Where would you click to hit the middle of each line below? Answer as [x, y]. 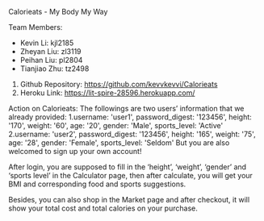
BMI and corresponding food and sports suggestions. [97, 184]
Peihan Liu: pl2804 [51, 60]
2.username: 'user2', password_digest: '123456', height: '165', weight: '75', [132, 134]
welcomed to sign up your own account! [75, 151]
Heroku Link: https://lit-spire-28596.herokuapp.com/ [107, 93]
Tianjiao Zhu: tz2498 [54, 69]
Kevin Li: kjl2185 [47, 43]
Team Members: [36, 27]
